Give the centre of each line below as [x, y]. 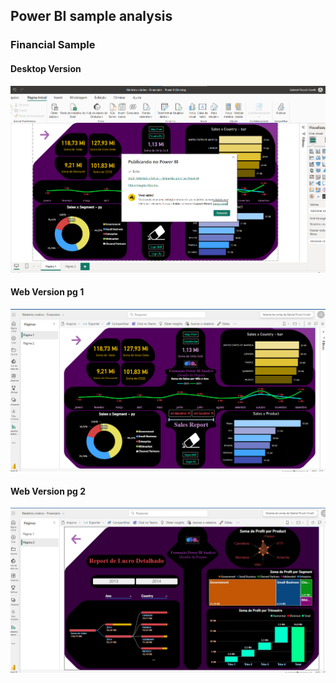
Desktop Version [46, 68]
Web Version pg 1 [47, 292]
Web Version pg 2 [48, 491]
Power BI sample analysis [91, 16]
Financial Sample [53, 45]
